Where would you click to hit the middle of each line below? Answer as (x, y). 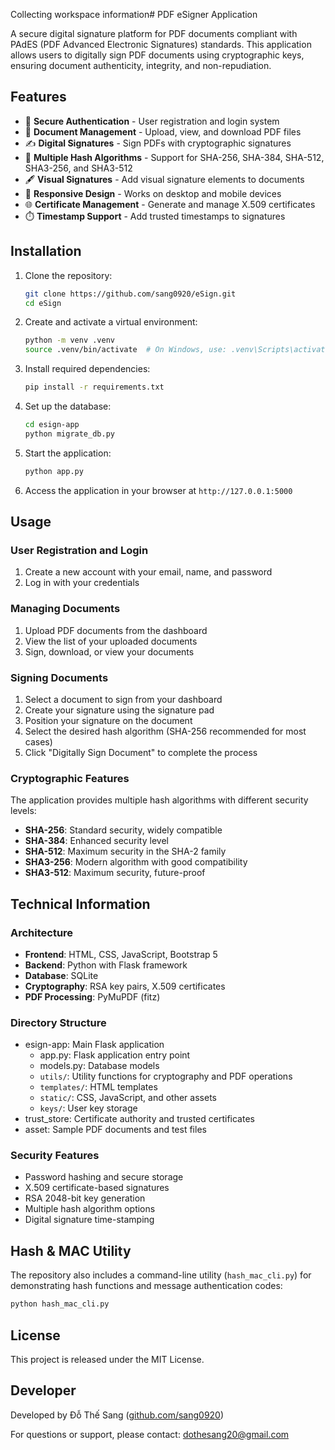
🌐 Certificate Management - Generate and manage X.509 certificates (170, 204)
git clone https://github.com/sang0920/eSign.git (130, 294)
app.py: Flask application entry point (115, 1055)
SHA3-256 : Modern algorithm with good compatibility (136, 862)
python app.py (54, 471)
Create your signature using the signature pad (119, 710)
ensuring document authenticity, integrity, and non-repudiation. (141, 65)
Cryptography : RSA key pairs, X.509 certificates (125, 986)
